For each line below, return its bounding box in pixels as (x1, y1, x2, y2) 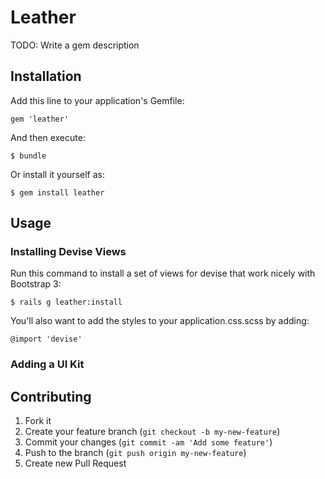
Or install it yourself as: (10, 168, 105, 180)
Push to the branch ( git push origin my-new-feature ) (24, 447, 247, 459)
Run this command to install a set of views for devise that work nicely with (10, 267, 316, 280)
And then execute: (10, 131, 86, 143)
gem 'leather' (10, 114, 70, 124)
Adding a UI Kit (10, 357, 85, 371)
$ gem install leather (10, 187, 105, 198)
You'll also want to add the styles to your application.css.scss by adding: (10, 315, 310, 327)
